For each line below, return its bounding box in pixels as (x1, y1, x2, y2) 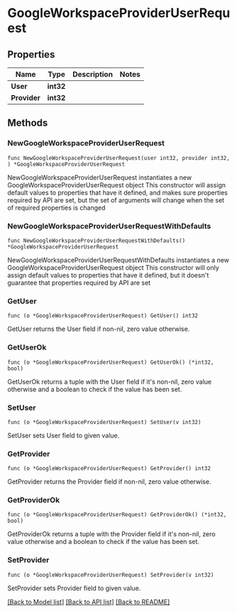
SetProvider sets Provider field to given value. (7, 584, 141, 592)
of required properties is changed (7, 203, 106, 212)
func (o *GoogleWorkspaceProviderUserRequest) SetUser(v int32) (7, 418, 202, 425)
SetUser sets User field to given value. (7, 431, 120, 440)
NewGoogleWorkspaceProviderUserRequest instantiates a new (7, 173, 192, 182)
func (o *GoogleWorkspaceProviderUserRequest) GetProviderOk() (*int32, (7, 511, 227, 519)
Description (72, 70, 114, 79)
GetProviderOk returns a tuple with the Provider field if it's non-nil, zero (7, 530, 216, 538)
